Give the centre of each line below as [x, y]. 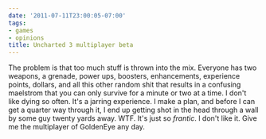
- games [21, 30]
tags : [17, 23]
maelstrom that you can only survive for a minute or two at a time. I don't [127, 93]
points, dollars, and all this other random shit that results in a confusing [125, 85]
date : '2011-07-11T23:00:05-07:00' [67, 15]
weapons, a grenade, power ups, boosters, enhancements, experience [124, 76]
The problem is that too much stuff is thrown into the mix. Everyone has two [133, 68]
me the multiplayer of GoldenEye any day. [77, 127]
